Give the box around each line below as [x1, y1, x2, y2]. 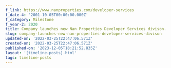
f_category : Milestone [5, 17, 54, 22]
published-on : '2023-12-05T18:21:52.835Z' [5, 46, 98, 51]
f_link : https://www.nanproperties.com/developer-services [5, 7, 135, 13]
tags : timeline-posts [5, 55, 52, 60]
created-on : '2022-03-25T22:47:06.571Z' [5, 41, 93, 46]
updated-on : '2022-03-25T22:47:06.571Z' [5, 36, 93, 41]
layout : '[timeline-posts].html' [5, 50, 77, 55]
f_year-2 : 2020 [5, 21, 38, 27]
